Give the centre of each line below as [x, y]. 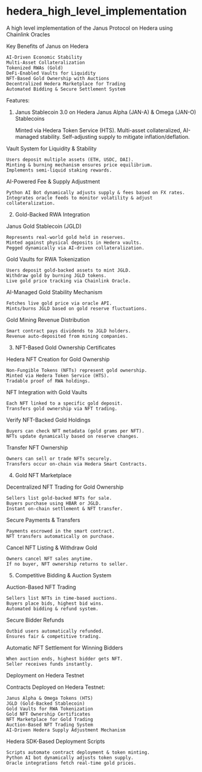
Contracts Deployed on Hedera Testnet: [56, 687]
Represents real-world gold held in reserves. [66, 237]
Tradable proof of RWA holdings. [48, 381]
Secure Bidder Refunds [35, 620]
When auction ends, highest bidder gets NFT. [64, 659]
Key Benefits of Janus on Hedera [47, 46]
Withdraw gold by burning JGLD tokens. [57, 275]
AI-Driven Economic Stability [44, 57]
